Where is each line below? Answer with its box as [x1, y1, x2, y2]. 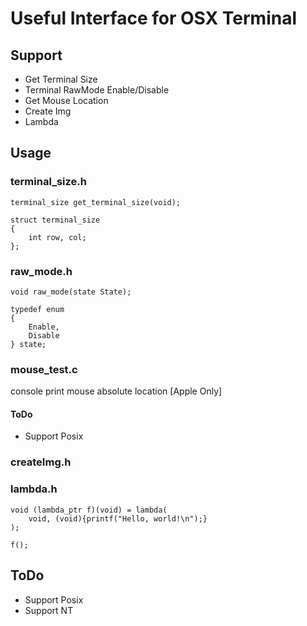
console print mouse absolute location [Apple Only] [10, 385, 223, 397]
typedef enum [10, 304, 65, 314]
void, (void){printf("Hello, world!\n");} [28, 513, 208, 524]
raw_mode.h [10, 264, 73, 278]
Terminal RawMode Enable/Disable [24, 84, 170, 96]
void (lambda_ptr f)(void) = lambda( [10, 505, 168, 515]
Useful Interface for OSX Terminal [10, 7, 298, 30]
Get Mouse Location [24, 95, 109, 106]
